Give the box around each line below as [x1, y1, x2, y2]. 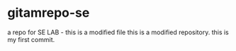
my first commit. [7, 35, 55, 43]
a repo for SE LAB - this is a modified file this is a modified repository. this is [7, 28, 229, 36]
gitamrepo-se [7, 5, 90, 21]
